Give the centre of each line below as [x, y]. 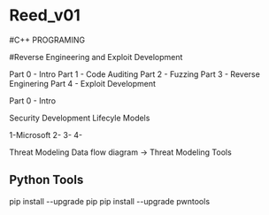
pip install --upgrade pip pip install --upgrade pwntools [110, 201]
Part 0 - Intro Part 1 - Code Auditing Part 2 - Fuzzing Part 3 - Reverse [135, 74]
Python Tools [46, 180]
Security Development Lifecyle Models [80, 118]
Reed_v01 [45, 15]
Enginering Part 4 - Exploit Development [83, 83]
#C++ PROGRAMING [47, 40]
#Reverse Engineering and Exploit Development [96, 57]
